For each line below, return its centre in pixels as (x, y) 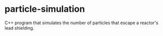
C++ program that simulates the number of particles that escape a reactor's (81, 23)
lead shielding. (19, 28)
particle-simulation (45, 9)
